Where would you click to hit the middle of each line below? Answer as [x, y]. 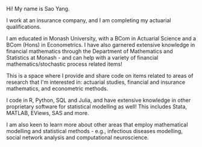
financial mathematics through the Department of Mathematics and [90, 51]
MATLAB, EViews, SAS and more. [48, 113]
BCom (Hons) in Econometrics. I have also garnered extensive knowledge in [101, 45]
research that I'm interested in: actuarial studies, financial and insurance [96, 82]
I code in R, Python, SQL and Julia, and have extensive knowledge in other [99, 100]
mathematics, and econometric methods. [57, 89]
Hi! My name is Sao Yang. [38, 9]
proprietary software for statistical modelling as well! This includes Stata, [97, 107]
